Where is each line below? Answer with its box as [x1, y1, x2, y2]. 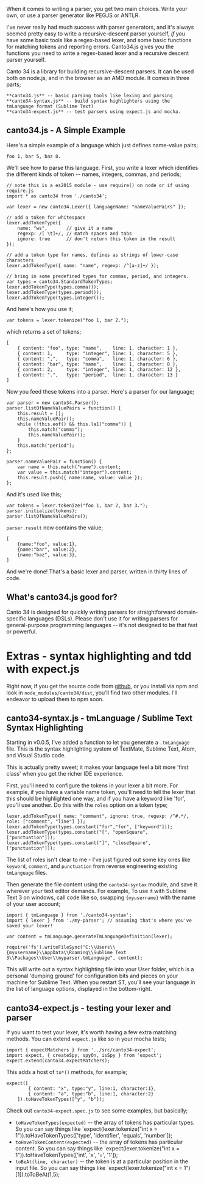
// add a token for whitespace [6, 214, 86, 221]
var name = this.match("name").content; [17, 464, 121, 470]
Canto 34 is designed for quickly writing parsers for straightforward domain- [6, 608, 199, 616]
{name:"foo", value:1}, [17, 541, 78, 547]
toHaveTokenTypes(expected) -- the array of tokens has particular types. [15, 1119, 195, 1127]
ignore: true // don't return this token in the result [17, 235, 175, 242]
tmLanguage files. [6, 869, 47, 877]
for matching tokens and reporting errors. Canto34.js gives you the [6, 43, 174, 50]
